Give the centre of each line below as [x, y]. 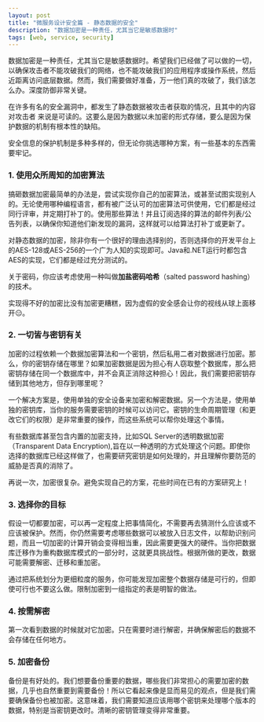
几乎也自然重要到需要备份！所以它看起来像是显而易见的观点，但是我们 [135, 690]
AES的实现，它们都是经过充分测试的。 [70, 259]
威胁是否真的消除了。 [42, 465]
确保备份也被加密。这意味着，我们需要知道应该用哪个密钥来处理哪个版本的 [135, 700]
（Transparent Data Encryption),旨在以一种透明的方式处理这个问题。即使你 [129, 445]
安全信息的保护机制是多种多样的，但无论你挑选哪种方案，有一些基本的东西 [128, 143]
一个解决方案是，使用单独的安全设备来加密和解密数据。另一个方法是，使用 [128, 399]
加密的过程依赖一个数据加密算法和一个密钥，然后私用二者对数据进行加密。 [128, 354]
